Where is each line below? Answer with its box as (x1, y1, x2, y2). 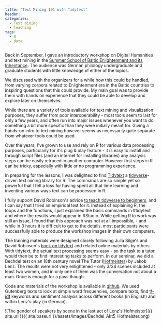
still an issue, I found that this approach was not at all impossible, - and (5, 218, 147, 223)
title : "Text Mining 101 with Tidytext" (5, 7, 88, 12)
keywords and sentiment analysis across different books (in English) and (11, 293, 156, 299)
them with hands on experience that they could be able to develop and (5, 92, 146, 98)
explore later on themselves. (5, 98, 62, 103)
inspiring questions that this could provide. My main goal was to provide (5, 87, 148, 93)
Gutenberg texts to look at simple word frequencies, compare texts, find (5, 288, 148, 294)
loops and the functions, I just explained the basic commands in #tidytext (5, 207, 151, 213)
